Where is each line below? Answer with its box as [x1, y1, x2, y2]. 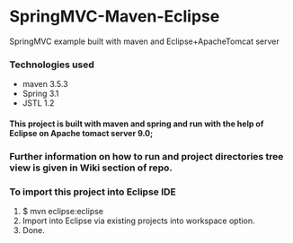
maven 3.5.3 [22, 79, 69, 90]
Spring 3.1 [22, 88, 59, 100]
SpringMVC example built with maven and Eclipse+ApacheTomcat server [9, 36, 280, 47]
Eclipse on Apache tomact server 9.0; [9, 127, 154, 138]
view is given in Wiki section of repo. [9, 161, 173, 174]
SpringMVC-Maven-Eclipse [9, 6, 220, 27]
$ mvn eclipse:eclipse [22, 206, 104, 217]
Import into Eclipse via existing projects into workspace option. [22, 215, 255, 226]
